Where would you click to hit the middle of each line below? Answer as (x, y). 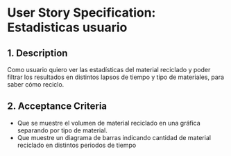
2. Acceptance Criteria (57, 106)
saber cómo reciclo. (36, 84)
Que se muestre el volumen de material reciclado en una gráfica (109, 123)
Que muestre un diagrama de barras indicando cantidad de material (114, 137)
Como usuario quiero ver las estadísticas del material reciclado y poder (109, 70)
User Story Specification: (82, 13)
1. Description (37, 53)
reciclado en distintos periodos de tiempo (77, 145)
